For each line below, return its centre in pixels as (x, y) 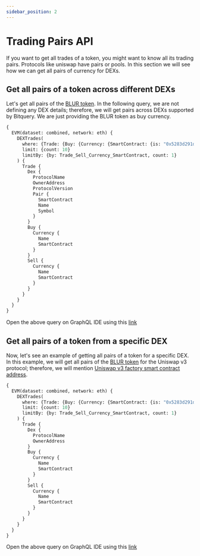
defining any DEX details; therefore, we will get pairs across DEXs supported (100, 110)
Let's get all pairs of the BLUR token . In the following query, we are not (93, 104)
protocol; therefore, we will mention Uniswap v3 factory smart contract (93, 368)
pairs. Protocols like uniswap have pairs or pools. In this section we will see (98, 64)
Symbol (46, 211)
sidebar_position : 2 (32, 12)
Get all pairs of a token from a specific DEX (87, 341)
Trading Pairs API (50, 41)
